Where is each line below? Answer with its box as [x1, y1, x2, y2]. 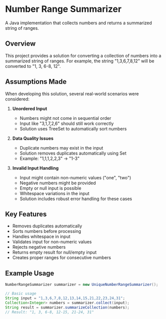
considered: [5, 96, 30, 102]
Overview [5, 40, 36, 48]
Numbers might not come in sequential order [19, 115, 111, 121]
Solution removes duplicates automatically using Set [19, 150, 127, 156]
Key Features [5, 210, 47, 218]
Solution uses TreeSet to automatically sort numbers [19, 125, 127, 132]
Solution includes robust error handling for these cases [19, 196, 132, 202]
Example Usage [5, 269, 55, 277]
